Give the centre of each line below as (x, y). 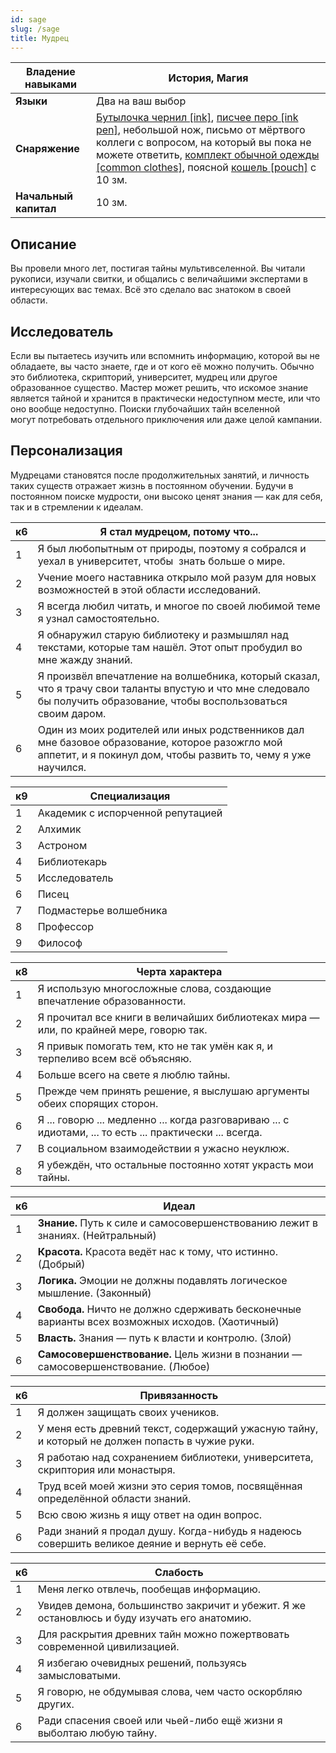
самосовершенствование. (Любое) (124, 1366)
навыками (50, 84)
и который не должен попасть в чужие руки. (146, 1441)
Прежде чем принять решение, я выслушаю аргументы (173, 1091)
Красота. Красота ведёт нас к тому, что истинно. (158, 1251)
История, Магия (208, 78)
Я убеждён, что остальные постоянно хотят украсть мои (175, 1164)
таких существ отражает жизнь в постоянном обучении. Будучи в (152, 485)
